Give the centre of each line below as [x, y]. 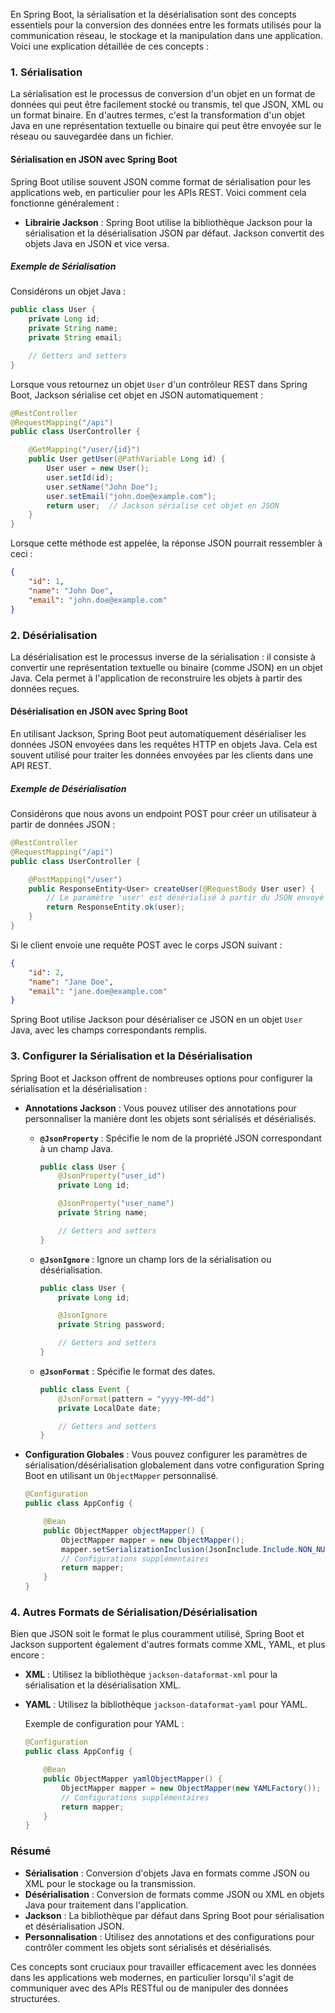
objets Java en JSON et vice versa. [97, 243]
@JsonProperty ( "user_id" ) [112, 1176]
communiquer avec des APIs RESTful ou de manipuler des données [149, 1988]
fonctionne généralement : [65, 203]
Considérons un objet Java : [68, 291]
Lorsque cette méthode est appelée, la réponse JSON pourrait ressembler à [166, 543]
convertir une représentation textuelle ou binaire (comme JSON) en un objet [166, 667]
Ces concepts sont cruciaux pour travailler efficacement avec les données [163, 1966]
